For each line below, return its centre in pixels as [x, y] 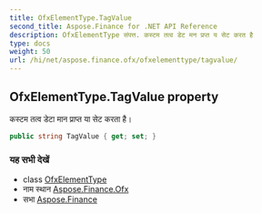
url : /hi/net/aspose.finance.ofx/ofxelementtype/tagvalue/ [124, 60]
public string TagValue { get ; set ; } [83, 136]
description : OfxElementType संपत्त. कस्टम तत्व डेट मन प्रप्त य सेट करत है [131, 35]
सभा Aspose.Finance [60, 199]
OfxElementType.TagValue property [114, 97]
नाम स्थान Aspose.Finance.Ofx [76, 189]
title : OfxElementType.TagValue [71, 18]
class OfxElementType [65, 179]
